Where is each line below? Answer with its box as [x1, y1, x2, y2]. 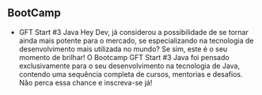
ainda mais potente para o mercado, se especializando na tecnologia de [18, 36, 254, 45]
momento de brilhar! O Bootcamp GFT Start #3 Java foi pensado [18, 52, 230, 62]
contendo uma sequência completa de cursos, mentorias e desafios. [18, 69, 243, 78]
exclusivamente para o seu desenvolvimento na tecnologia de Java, [18, 61, 241, 70]
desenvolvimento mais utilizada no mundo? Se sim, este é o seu [18, 44, 228, 54]
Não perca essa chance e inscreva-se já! [18, 78, 153, 87]
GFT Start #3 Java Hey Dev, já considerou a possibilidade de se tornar [18, 27, 249, 36]
